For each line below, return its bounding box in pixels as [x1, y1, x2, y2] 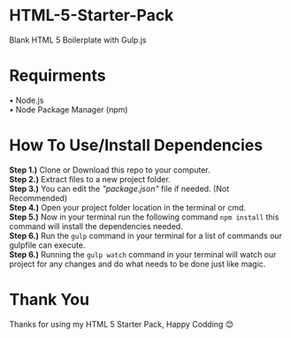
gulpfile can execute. [9, 240, 86, 250]
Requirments [9, 65, 106, 86]
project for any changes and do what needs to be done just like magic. [9, 258, 266, 269]
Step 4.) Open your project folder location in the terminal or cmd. [9, 202, 246, 212]
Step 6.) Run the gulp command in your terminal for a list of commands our [9, 230, 283, 241]
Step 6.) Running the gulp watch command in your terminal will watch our [9, 249, 277, 259]
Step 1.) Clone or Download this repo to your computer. [9, 165, 211, 175]
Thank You [9, 289, 90, 310]
